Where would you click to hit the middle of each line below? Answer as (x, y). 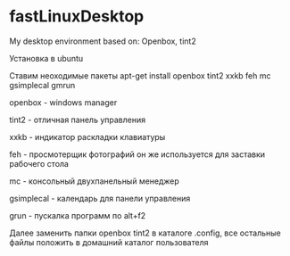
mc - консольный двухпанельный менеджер (95, 181)
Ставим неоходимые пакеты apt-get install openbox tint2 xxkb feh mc (140, 75)
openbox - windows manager (63, 102)
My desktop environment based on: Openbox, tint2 (103, 41)
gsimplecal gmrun (42, 85)
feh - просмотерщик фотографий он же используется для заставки (137, 154)
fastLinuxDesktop (77, 17)
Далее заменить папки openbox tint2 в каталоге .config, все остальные (145, 233)
